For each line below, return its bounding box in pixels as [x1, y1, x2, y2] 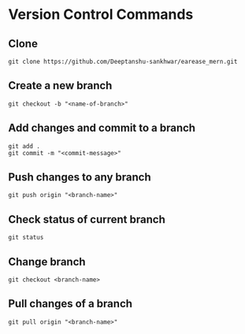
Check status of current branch [8, 213, 165, 226]
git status [8, 234, 44, 242]
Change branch [8, 254, 86, 269]
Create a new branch [8, 79, 113, 92]
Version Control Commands [8, 6, 194, 24]
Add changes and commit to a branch [8, 121, 195, 135]
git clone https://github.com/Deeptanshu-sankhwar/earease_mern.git [8, 58, 238, 65]
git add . [8, 142, 41, 150]
